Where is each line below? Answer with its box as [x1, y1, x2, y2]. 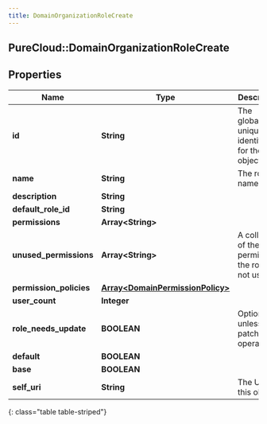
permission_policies [12, 282, 91, 293]
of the [237, 239, 260, 251]
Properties [8, 68, 62, 82]
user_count [12, 295, 56, 306]
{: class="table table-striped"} [8, 406, 107, 416]
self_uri [12, 381, 41, 392]
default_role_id [12, 204, 70, 215]
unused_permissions [12, 249, 94, 260]
